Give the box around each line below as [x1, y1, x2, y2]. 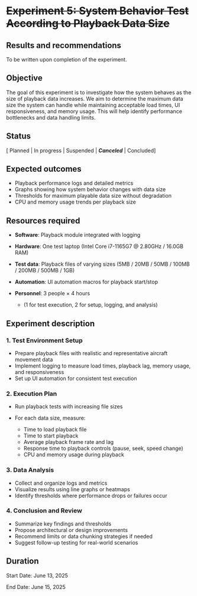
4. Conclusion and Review [6, 507, 83, 515]
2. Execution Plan [6, 389, 57, 398]
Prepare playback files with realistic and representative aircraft [14, 349, 168, 356]
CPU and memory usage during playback [23, 451, 124, 458]
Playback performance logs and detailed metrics [14, 179, 134, 187]
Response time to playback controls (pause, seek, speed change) [23, 445, 183, 452]
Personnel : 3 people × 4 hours [14, 290, 91, 297]
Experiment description [6, 318, 95, 328]
